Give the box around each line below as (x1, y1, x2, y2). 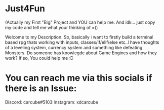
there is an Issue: (5, 83, 77, 94)
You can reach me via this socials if (5, 73, 152, 84)
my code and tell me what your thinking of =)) (5, 24, 98, 30)
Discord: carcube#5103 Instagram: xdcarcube (5, 99, 99, 105)
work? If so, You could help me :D (5, 55, 74, 61)
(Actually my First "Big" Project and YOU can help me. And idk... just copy (5, 19, 156, 25)
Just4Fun (5, 3, 45, 14)
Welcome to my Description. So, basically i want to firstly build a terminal (5, 34, 154, 40)
